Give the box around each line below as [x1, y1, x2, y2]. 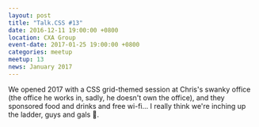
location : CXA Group [8, 33, 77, 42]
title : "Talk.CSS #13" [8, 19, 83, 27]
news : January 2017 [8, 63, 73, 71]
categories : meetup [8, 48, 73, 56]
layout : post [8, 11, 51, 20]
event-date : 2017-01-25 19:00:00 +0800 [8, 41, 140, 49]
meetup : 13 [8, 56, 44, 64]
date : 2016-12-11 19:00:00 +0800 [8, 26, 119, 34]
